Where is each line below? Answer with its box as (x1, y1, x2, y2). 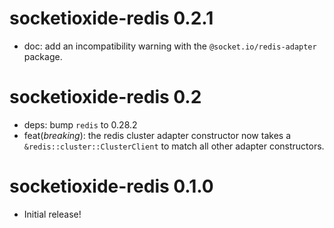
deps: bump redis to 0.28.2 (23, 118, 138, 131)
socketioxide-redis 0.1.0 (9, 175, 214, 198)
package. (23, 50, 63, 62)
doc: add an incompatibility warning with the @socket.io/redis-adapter (23, 40, 317, 52)
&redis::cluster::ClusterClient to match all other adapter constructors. (23, 140, 325, 152)
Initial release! (23, 208, 82, 220)
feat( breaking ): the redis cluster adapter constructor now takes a (23, 129, 291, 141)
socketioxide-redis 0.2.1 (9, 7, 214, 30)
